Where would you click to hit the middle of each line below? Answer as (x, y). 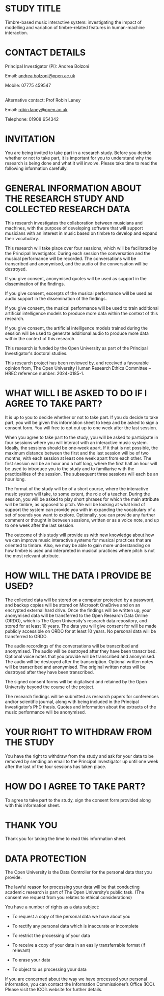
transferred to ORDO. (27, 636)
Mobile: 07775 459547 (28, 85)
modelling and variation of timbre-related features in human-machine (75, 27)
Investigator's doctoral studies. (36, 353)
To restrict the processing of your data (51, 935)
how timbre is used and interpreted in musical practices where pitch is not (80, 550)
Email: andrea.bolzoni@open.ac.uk (40, 76)
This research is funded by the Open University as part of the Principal (77, 348)
